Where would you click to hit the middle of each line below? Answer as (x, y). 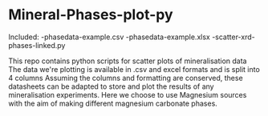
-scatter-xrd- (233, 37)
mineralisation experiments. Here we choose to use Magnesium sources (128, 94)
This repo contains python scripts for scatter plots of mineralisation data (128, 61)
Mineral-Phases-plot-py (91, 15)
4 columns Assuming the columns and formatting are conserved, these (126, 78)
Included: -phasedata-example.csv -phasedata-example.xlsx (109, 37)
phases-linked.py (37, 45)
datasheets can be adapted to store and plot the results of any (111, 86)
